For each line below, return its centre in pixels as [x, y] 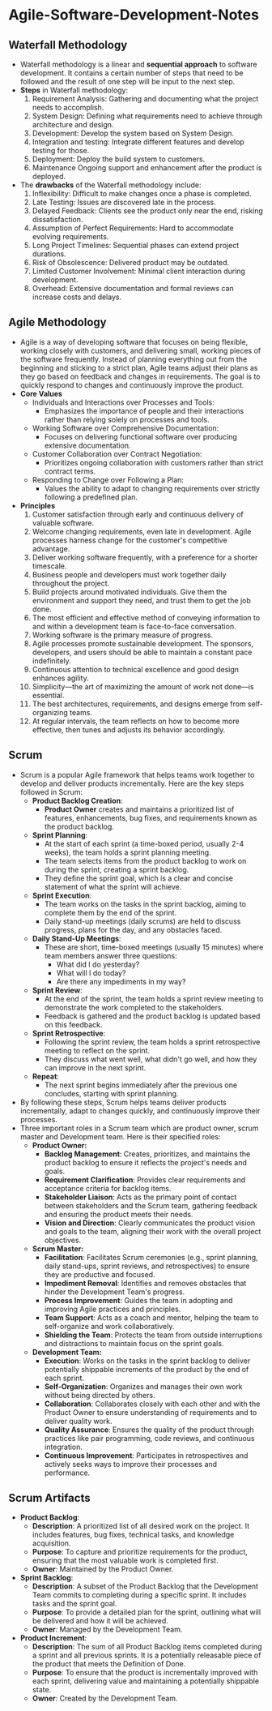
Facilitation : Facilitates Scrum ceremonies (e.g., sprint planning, [151, 1257]
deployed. [49, 176]
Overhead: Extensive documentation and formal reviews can [133, 288]
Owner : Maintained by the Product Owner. [103, 1569]
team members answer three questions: [110, 955]
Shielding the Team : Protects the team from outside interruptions [153, 1335]
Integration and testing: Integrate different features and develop [138, 142]
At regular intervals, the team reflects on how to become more [136, 721]
